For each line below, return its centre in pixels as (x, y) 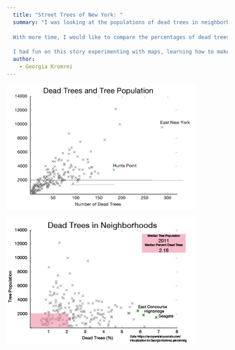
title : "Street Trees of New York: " (68, 15)
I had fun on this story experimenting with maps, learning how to (114, 52)
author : (24, 60)
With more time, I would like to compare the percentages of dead (112, 37)
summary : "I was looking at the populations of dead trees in (106, 22)
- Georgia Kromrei (46, 67)
